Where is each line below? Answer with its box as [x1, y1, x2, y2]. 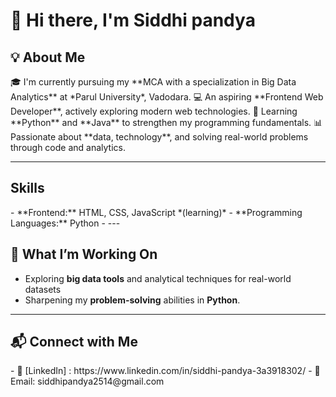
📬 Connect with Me [10, 334, 138, 351]
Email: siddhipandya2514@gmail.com [10, 375, 165, 388]
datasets [24, 283, 62, 295]
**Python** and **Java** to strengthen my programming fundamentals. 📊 [10, 117, 323, 128]
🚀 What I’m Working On [10, 246, 158, 263]
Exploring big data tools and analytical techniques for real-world [24, 272, 292, 284]
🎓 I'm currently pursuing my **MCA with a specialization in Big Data [10, 76, 297, 88]
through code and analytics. [10, 142, 126, 153]
